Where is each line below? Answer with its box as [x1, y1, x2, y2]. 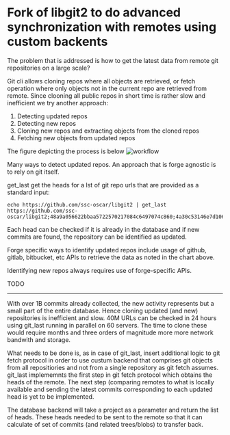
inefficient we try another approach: [7, 98, 109, 107]
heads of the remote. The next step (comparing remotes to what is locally [7, 378, 214, 386]
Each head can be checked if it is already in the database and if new [7, 225, 200, 233]
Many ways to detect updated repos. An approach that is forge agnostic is [7, 160, 216, 168]
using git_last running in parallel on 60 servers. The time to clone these [7, 321, 207, 329]
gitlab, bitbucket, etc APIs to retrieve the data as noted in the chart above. [7, 253, 215, 261]
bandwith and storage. [7, 335, 71, 343]
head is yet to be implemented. [7, 392, 94, 401]
